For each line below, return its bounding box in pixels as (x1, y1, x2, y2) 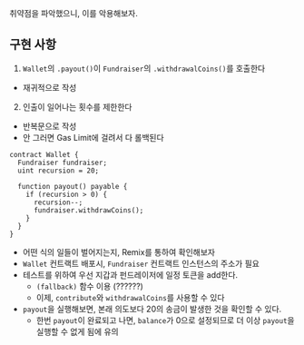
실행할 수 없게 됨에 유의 (35, 326, 120, 337)
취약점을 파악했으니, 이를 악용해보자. (9, 8, 138, 18)
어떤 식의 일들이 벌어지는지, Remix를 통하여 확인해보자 (22, 246, 216, 257)
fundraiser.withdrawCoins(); (33, 205, 144, 215)
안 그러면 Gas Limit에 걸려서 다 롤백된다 (22, 132, 165, 143)
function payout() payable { (17, 182, 128, 191)
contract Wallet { (9, 150, 79, 159)
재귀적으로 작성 (22, 82, 77, 93)
